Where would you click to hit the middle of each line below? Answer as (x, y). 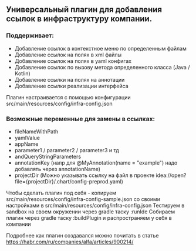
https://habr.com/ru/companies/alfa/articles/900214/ (70, 242)
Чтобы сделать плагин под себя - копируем (61, 193)
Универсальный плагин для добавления (84, 10)
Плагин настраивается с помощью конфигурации (68, 97)
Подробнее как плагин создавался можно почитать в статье (82, 235)
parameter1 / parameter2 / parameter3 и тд (67, 150)
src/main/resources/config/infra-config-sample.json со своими (83, 199)
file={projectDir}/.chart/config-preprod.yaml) (69, 181)
